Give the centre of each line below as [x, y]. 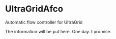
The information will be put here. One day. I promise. [58, 31]
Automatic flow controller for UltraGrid [44, 22]
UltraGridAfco [34, 9]
